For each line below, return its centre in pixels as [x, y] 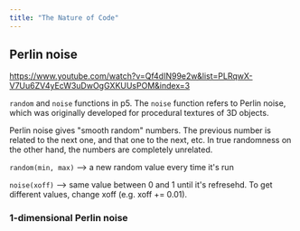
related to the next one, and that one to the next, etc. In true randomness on [150, 140]
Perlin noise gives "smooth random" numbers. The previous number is [140, 130]
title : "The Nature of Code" [64, 18]
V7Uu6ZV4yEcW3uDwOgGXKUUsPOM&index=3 [100, 86]
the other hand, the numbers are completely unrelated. [111, 149]
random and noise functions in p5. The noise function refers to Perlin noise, [148, 103]
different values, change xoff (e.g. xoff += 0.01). [98, 195]
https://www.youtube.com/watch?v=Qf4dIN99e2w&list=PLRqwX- [131, 76]
